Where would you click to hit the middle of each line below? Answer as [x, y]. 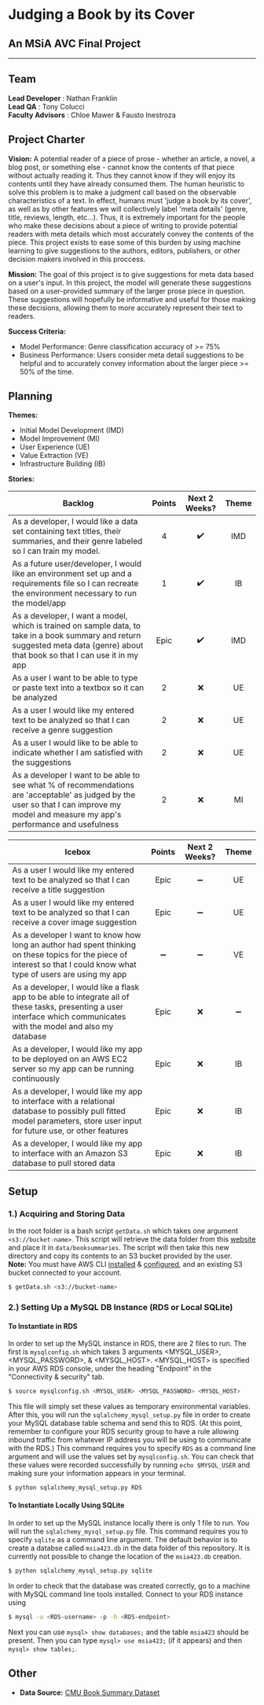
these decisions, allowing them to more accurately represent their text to [126, 308]
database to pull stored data [64, 1164]
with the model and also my [63, 1027]
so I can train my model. [56, 551]
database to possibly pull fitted [69, 1111]
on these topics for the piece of [70, 955]
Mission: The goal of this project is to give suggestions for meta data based [131, 274]
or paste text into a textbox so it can [78, 688]
